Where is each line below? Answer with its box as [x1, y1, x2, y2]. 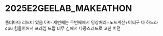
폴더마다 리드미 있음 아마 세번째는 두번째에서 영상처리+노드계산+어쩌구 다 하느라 [5, 19, 158, 25]
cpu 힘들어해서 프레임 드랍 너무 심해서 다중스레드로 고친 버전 [5, 25, 121, 31]
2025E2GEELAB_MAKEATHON [5, 3, 132, 14]
